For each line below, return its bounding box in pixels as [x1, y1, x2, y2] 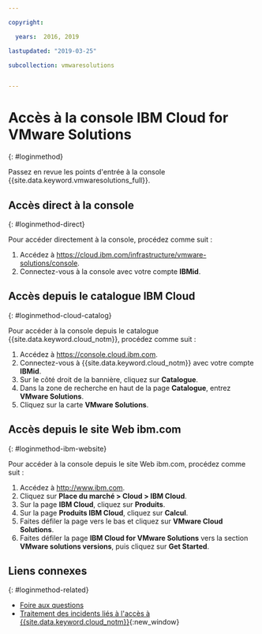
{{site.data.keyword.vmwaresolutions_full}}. [8, 175, 151, 186]
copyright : [8, 18, 44, 26]
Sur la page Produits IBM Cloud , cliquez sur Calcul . [19, 508, 189, 517]
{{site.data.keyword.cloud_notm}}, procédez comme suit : [8, 334, 196, 343]
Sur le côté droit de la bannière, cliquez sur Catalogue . [19, 374, 199, 384]
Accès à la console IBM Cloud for [8, 109, 229, 127]
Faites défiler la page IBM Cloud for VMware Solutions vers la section [19, 533, 249, 542]
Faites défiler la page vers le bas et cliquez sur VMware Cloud [19, 516, 223, 526]
